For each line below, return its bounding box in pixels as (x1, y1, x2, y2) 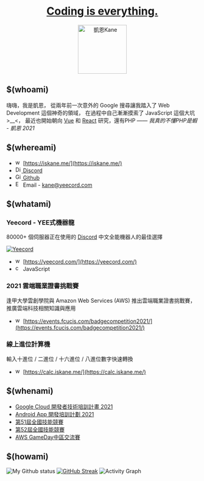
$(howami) (6, 452, 49, 462)
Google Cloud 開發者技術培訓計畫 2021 (15, 403, 113, 410)
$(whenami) (6, 386, 54, 396)
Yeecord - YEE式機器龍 (6, 218, 75, 226)
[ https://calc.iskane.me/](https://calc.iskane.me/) (23, 368, 146, 375)
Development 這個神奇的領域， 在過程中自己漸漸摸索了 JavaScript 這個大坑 (6, 109, 195, 117)
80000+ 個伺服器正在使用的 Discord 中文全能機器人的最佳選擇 (6, 233, 163, 240)
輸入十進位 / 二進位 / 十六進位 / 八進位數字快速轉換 (6, 355, 133, 363)
